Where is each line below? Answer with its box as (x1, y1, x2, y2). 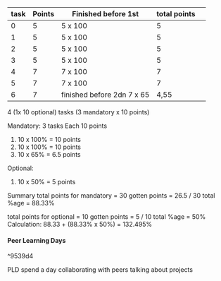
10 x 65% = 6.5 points (17, 150, 81, 158)
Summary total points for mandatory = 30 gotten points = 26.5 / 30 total (7, 191, 215, 200)
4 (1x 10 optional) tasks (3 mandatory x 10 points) (7, 108, 150, 116)
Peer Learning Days (7, 236, 66, 244)
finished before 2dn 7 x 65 (61, 90, 150, 100)
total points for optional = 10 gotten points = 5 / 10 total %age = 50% (7, 213, 206, 221)
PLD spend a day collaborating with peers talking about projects (7, 265, 194, 274)
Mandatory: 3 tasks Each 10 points (7, 121, 108, 130)
